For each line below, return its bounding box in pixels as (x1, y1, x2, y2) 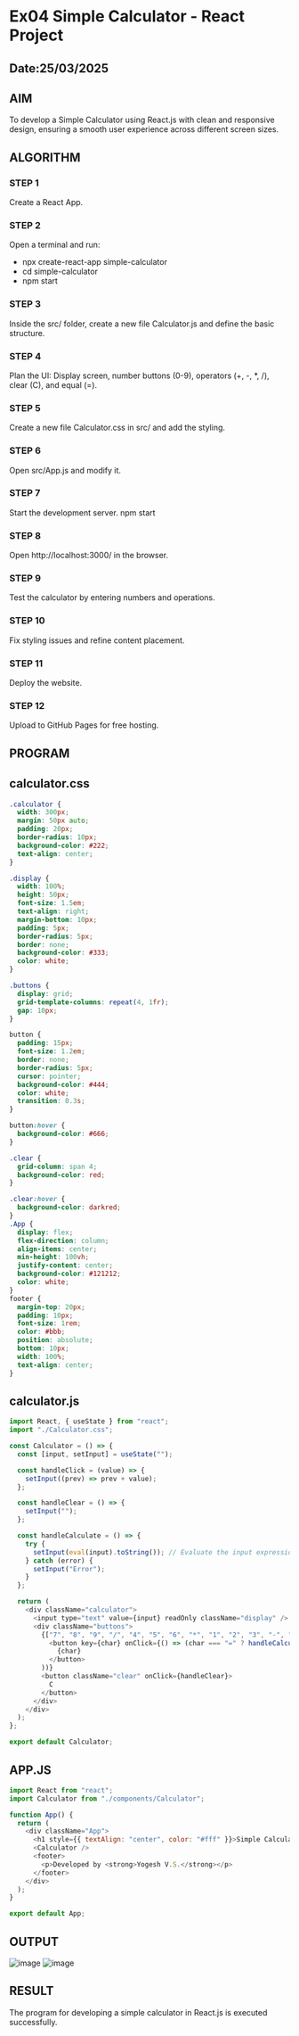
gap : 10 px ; (17, 1006, 58, 1015)
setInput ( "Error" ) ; (32, 1564, 105, 1573)
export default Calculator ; (9, 1737, 114, 1747)
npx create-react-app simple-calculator (21, 257, 167, 268)
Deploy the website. (9, 678, 83, 688)
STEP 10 (9, 614, 46, 627)
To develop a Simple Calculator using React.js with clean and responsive (9, 114, 275, 126)
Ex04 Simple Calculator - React (9, 6, 245, 27)
